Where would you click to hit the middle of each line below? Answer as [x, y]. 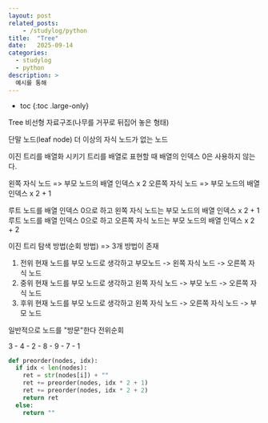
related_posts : [34, 23]
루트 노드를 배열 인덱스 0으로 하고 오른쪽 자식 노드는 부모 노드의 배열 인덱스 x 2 [132, 220]
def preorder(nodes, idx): [53, 361]
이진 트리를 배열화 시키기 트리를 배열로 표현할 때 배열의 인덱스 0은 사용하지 [125, 156]
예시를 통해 [31, 83]
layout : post [30, 16]
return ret [41, 397]
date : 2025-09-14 [41, 46]
